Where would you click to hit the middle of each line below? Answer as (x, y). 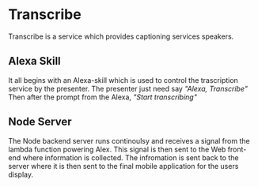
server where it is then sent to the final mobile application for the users (123, 166)
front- (237, 149)
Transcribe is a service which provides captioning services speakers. (121, 36)
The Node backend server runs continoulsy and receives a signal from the (129, 140)
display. (21, 174)
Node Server (40, 122)
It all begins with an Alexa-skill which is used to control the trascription (123, 80)
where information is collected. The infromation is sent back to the (131, 157)
